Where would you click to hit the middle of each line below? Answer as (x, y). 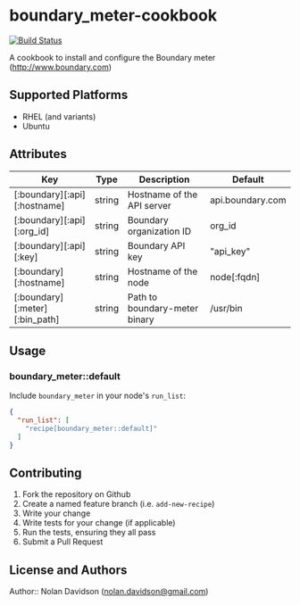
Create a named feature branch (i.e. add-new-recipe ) (118, 504)
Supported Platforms (69, 95)
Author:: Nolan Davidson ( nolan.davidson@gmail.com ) (109, 592)
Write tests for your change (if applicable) (99, 523)
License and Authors (68, 570)
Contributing (46, 473)
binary (141, 319)
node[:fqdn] (235, 277)
